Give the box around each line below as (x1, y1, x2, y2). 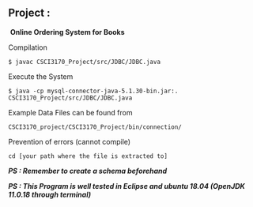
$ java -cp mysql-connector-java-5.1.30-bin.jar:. (8, 87, 179, 95)
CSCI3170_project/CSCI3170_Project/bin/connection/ (8, 122, 182, 131)
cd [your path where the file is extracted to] (8, 152, 168, 160)
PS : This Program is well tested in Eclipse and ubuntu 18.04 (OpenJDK (8, 181, 245, 190)
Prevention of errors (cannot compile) (8, 137, 131, 146)
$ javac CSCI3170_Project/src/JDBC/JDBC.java (8, 58, 160, 66)
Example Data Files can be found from (8, 107, 133, 117)
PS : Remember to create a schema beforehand (8, 166, 168, 175)
